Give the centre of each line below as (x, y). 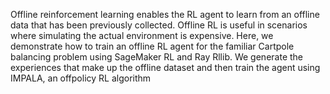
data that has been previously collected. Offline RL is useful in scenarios (159, 25)
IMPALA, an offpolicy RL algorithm (81, 78)
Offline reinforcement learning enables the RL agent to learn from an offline (165, 14)
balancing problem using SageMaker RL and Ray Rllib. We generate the (156, 57)
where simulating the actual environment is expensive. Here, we (142, 35)
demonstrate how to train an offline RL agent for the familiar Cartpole (152, 46)
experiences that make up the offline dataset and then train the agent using (165, 67)
